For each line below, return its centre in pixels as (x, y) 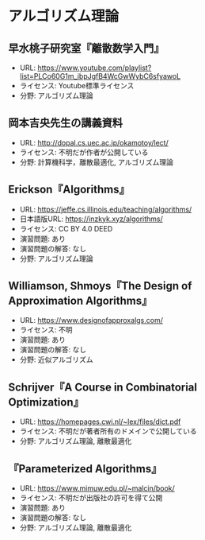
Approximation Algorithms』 (80, 301)
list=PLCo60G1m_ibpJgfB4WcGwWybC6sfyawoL (100, 76)
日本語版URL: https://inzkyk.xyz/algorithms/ (91, 219)
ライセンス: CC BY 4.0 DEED (66, 228)
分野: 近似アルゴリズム (56, 359)
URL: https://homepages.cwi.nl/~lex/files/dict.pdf (100, 422)
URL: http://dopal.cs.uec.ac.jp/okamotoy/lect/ (94, 142)
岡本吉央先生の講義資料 (65, 123)
